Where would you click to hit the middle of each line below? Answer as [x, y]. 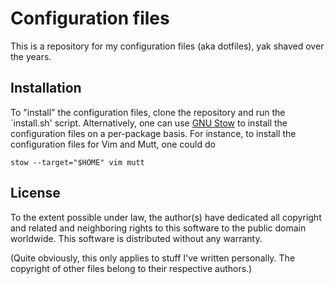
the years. [31, 56]
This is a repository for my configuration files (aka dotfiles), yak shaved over [167, 46]
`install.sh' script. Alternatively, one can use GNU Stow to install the [149, 123]
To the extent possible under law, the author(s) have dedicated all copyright [166, 217]
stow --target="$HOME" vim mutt [77, 162]
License [35, 193]
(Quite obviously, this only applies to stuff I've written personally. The [153, 258]
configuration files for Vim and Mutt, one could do [113, 144]
